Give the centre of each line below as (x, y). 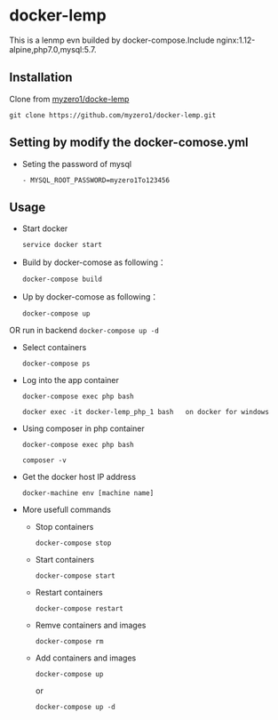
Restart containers (69, 593)
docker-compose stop (73, 543)
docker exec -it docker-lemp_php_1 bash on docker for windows (145, 412)
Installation (41, 78)
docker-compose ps (56, 364)
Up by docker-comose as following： (90, 297)
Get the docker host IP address (79, 477)
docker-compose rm (69, 642)
